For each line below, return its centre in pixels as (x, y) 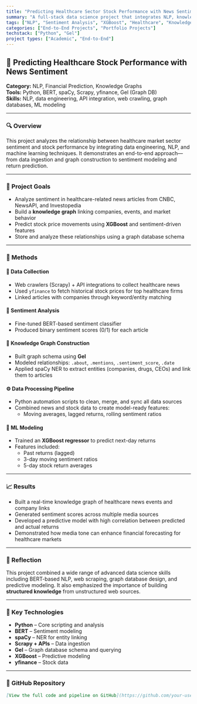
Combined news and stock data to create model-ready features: (92, 408)
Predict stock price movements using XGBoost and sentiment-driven (98, 224)
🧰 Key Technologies (35, 612)
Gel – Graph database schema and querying (68, 650)
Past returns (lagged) (49, 453)
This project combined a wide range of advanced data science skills (89, 572)
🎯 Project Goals (28, 187)
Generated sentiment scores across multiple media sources (86, 514)
